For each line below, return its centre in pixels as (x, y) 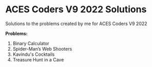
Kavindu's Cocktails (34, 54)
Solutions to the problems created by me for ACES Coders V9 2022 (76, 24)
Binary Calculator (31, 43)
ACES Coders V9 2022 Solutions (76, 9)
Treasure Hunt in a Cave (38, 59)
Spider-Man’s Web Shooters (42, 49)
